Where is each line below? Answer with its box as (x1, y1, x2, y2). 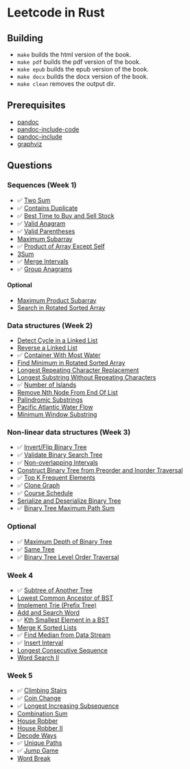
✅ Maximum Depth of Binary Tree (16, 537, 112, 545)
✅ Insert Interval (16, 638, 64, 647)
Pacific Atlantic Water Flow (16, 403, 93, 411)
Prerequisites (7, 100, 66, 111)
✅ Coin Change (16, 694, 62, 702)
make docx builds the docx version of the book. (16, 72, 149, 80)
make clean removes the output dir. (16, 80, 115, 87)
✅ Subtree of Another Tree (16, 586, 93, 594)
